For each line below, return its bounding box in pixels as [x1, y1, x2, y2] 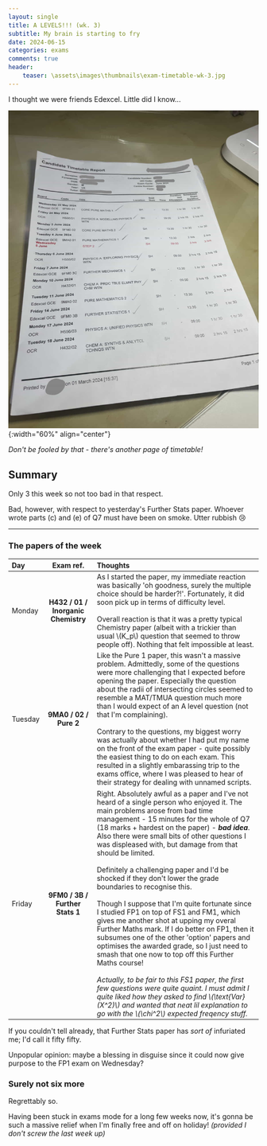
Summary [8, 468, 58, 481]
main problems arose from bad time [96, 805, 213, 815]
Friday [11, 898, 33, 908]
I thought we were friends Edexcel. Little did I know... [8, 94, 181, 103]
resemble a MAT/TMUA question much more [96, 693, 242, 703]
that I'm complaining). [96, 710, 168, 719]
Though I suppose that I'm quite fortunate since [96, 898, 252, 908]
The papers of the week [8, 540, 102, 551]
